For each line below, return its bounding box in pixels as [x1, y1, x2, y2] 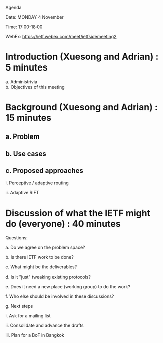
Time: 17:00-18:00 [5, 24, 43, 30]
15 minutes [5, 112, 52, 124]
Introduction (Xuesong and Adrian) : [5, 51, 159, 62]
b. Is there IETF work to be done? [5, 254, 74, 260]
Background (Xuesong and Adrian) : [5, 102, 158, 113]
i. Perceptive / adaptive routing [5, 180, 69, 186]
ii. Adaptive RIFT [5, 189, 39, 195]
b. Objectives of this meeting [5, 84, 65, 90]
